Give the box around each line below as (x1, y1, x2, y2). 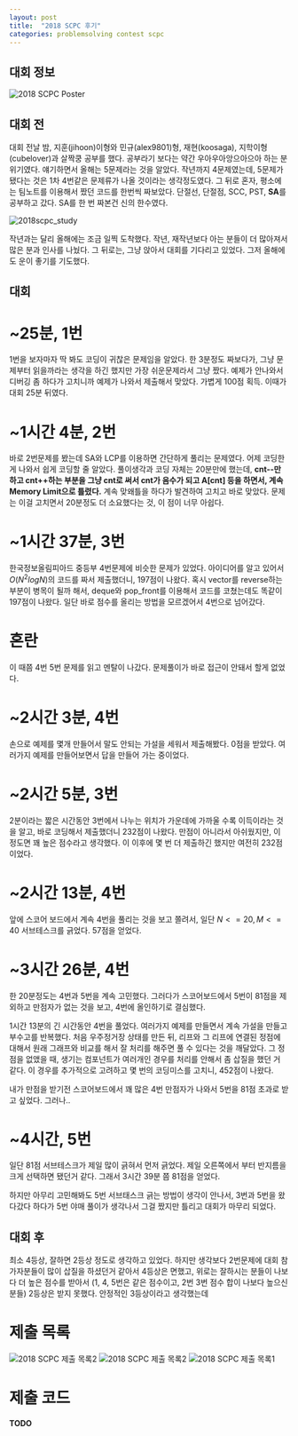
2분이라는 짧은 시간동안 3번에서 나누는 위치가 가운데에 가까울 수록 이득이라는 (9, 814, 275, 826)
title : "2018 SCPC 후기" (9, 21, 102, 30)
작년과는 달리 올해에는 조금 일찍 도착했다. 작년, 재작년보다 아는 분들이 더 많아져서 (9, 234, 288, 244)
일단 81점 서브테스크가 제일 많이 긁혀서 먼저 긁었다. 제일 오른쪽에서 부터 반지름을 (9, 1160, 286, 1170)
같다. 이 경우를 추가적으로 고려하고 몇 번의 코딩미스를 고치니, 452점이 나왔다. (9, 1065, 274, 1075)
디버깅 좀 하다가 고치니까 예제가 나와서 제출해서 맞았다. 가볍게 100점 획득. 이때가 (9, 377, 286, 387)
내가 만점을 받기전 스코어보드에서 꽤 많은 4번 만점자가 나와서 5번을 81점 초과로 (9, 1083, 280, 1094)
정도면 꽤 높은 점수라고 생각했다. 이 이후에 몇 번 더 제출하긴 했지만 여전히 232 (9, 837, 277, 848)
